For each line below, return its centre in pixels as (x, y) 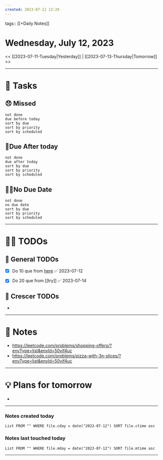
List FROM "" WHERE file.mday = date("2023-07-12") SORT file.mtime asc (80, 448)
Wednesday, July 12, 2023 (59, 43)
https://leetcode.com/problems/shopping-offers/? (62, 345)
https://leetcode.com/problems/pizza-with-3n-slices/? (66, 356)
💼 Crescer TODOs (32, 296)
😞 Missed (21, 104)
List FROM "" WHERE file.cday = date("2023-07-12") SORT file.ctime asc (80, 426)
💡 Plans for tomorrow (49, 385)
